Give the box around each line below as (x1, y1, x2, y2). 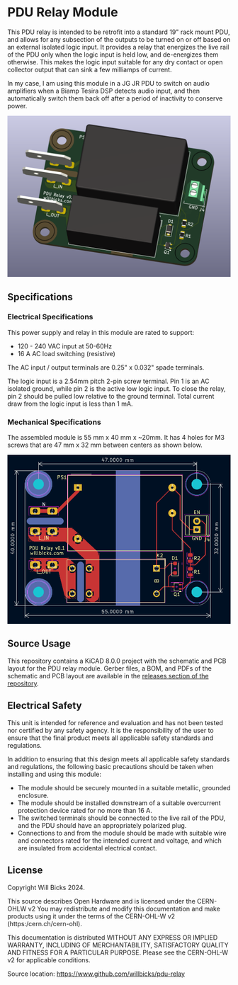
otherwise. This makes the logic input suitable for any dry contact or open (7, 57, 223, 66)
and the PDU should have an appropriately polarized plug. (17, 821, 187, 829)
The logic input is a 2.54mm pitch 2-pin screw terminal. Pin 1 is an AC (7, 377, 210, 385)
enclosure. (17, 791, 49, 799)
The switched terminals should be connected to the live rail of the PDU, (17, 814, 226, 822)
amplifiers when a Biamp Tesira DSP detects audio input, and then (7, 86, 200, 95)
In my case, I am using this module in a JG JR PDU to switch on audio (7, 79, 210, 87)
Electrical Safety (7, 700, 82, 712)
